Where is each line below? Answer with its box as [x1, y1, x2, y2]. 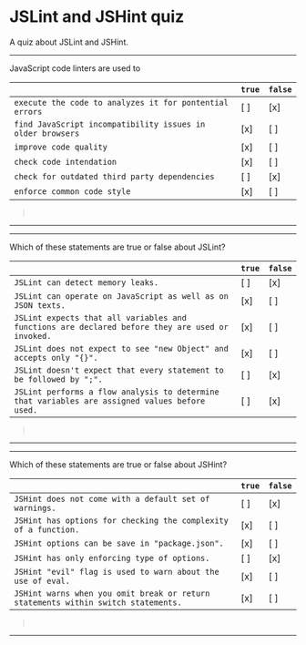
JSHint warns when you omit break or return [14, 588, 210, 599]
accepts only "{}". [14, 353, 98, 363]
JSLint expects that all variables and [14, 312, 187, 322]
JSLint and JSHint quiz [9, 6, 185, 27]
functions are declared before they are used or [14, 322, 229, 332]
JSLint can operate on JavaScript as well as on [14, 291, 229, 302]
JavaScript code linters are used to [9, 62, 141, 74]
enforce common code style [14, 186, 131, 197]
